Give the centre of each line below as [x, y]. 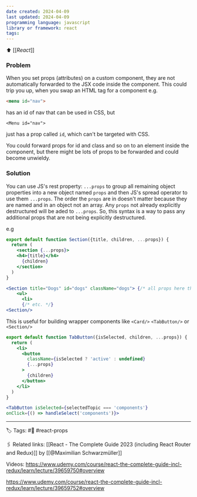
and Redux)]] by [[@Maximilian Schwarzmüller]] [64, 453]
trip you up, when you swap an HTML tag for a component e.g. [82, 90]
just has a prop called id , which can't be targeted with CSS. [78, 134]
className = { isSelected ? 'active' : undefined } [86, 359]
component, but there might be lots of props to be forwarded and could [92, 152]
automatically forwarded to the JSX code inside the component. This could [96, 84]
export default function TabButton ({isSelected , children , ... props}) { [97, 337]
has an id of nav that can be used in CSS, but [61, 113]
